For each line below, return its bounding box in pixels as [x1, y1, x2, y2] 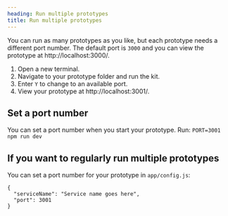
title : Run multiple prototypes [7, 17, 102, 24]
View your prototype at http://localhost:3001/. [17, 87, 150, 95]
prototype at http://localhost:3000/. [7, 50, 110, 60]
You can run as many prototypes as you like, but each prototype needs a [7, 36, 218, 44]
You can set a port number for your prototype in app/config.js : [7, 171, 191, 180]
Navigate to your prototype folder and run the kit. [17, 72, 160, 81]
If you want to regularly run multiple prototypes [7, 152, 220, 164]
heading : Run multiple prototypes [7, 10, 109, 18]
